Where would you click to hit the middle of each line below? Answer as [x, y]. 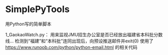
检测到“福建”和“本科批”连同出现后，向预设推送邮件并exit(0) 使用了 [84, 41]
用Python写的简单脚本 [29, 24]
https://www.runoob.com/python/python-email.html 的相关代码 [71, 47]
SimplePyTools [37, 9]
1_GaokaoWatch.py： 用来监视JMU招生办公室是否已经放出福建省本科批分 [82, 34]
